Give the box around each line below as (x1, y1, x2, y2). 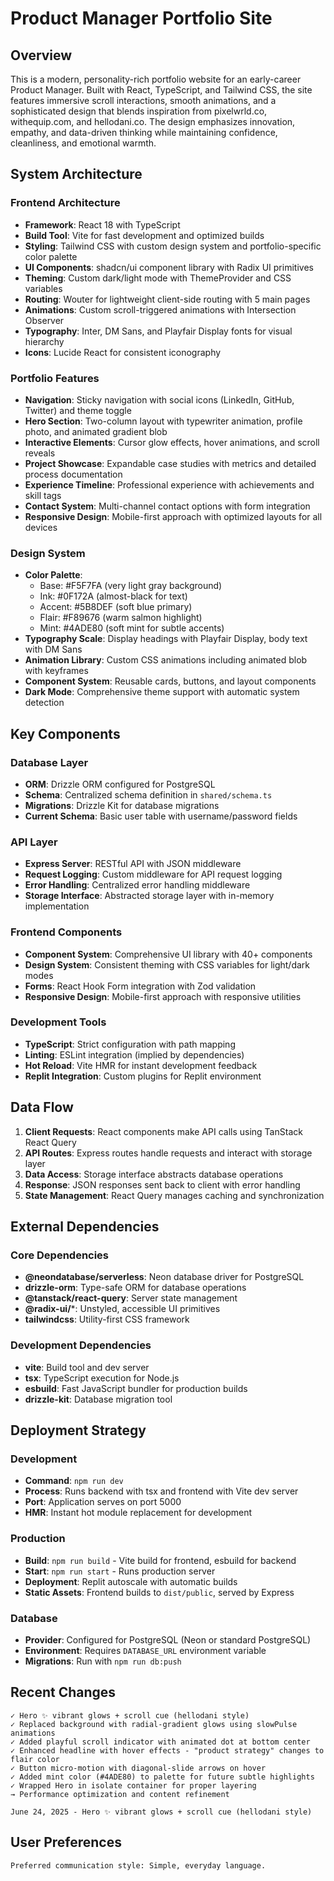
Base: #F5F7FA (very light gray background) (39, 580, 223, 592)
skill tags (24, 489, 62, 501)
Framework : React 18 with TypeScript (24, 218, 181, 231)
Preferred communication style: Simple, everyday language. (10, 1860, 267, 1871)
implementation (24, 900, 90, 912)
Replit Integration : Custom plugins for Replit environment (24, 1070, 262, 1082)
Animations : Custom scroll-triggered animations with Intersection (24, 303, 297, 316)
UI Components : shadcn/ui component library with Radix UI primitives (24, 261, 314, 273)
